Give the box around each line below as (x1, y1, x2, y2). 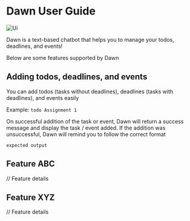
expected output (6, 142, 47, 148)
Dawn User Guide (6, 4, 96, 18)
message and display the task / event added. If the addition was (6, 124, 166, 131)
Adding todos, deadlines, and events (6, 71, 148, 82)
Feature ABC (6, 159, 56, 169)
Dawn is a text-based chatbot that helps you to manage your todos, (6, 36, 174, 43)
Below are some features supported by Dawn (6, 54, 119, 61)
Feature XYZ (6, 192, 55, 202)
